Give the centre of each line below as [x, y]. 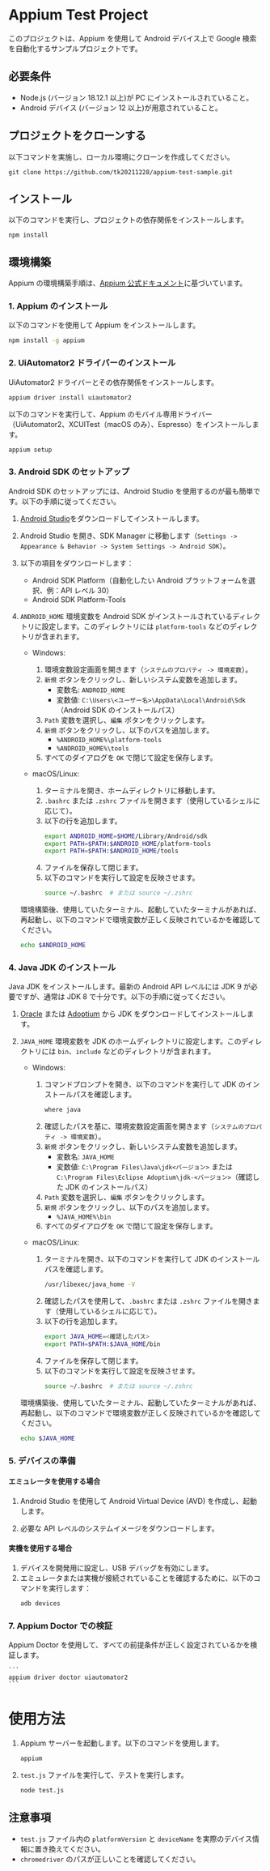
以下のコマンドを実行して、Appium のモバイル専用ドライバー [110, 414]
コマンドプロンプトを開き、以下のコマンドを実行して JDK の [145, 1084]
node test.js [42, 1790]
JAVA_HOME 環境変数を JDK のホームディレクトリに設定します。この [131, 1041]
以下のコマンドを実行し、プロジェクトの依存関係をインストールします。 [129, 220]
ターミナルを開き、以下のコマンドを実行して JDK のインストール [152, 1259]
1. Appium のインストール [58, 306]
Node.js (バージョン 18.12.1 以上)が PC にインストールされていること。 [136, 97]
